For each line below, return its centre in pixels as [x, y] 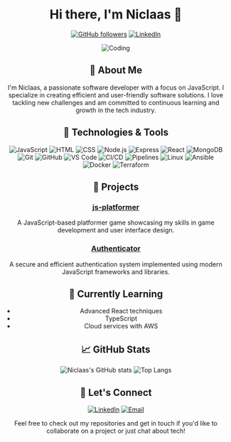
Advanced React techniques [121, 311]
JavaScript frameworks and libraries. [116, 271]
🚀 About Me [116, 70]
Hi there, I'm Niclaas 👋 [116, 15]
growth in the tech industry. [116, 110]
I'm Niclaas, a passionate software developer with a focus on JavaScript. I [116, 87]
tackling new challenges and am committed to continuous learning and [116, 102]
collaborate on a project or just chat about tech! [116, 431]
